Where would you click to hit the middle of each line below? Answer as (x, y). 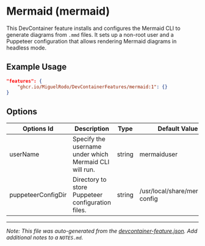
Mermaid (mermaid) (58, 11)
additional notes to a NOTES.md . (45, 237)
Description (92, 129)
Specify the (89, 139)
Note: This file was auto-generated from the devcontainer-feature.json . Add (102, 231)
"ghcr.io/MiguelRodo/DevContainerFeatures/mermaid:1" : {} (92, 87)
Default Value (178, 129)
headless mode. (27, 48)
